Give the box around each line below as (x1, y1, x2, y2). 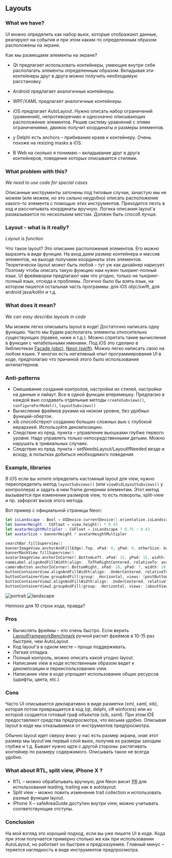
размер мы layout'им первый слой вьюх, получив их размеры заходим (5, 738, 161, 744)
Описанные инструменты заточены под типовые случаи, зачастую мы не (5, 189, 167, 195)
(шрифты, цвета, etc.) (12, 676, 60, 682)
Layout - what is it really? (5, 224, 69, 231)
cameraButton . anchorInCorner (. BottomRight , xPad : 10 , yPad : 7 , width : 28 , (5, 564, 168, 570)
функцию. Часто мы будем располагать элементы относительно (5, 329, 147, 335)
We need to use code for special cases (5, 179, 88, 185)
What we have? (5, 19, 45, 27)
